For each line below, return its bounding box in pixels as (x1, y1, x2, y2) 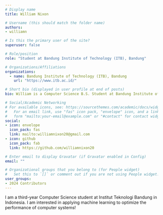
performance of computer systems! (5, 204, 76, 210)
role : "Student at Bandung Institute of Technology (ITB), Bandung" (5, 56, 147, 61)
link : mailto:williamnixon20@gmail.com (9, 132, 90, 137)
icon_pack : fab (9, 141, 40, 146)
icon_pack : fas (9, 127, 40, 132)
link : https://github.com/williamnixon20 (9, 145, 95, 150)
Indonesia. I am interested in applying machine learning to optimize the (5, 199, 147, 205)
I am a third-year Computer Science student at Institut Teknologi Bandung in (5, 194, 157, 200)
